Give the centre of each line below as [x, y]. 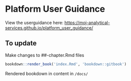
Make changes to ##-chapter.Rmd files [45, 55]
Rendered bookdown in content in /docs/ [47, 73]
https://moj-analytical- [87, 23]
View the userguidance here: [34, 23]
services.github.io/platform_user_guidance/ [49, 27]
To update [21, 43]
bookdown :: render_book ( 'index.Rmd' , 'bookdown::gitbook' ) [66, 64]
